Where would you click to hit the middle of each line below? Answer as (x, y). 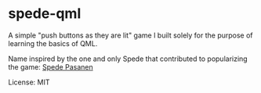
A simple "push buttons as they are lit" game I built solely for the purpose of (130, 35)
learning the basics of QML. (53, 43)
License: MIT (29, 82)
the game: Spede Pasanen (51, 66)
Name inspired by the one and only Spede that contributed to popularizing (128, 59)
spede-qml (45, 14)
